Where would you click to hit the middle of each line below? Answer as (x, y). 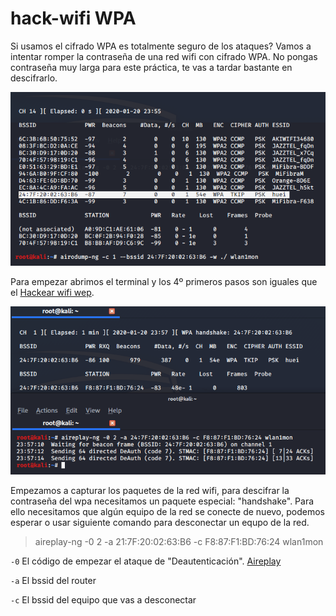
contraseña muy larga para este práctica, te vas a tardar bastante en (151, 67)
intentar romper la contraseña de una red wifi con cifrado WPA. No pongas (164, 56)
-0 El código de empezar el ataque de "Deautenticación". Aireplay (146, 561)
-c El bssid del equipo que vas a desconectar (103, 599)
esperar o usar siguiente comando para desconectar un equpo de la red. (160, 522)
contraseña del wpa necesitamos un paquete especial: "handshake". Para (162, 501)
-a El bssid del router (53, 580)
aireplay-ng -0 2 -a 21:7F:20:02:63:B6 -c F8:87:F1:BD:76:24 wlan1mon (179, 541)
